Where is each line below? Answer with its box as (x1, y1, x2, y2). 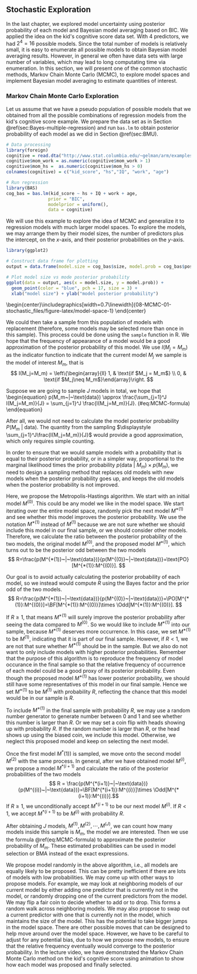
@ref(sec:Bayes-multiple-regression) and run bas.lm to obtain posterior (6, 124, 179, 131)
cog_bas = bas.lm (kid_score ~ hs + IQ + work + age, (6, 190, 138, 196)
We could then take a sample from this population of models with (6, 319, 163, 326)
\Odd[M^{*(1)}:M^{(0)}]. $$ (116, 601, 183, 608)
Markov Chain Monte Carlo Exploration (6, 92, 119, 100)
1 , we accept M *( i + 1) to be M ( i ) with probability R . (6, 808, 125, 817)
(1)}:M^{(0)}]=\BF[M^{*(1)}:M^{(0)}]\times (14, 601, 116, 608)
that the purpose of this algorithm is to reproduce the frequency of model (6, 655, 184, 662)
